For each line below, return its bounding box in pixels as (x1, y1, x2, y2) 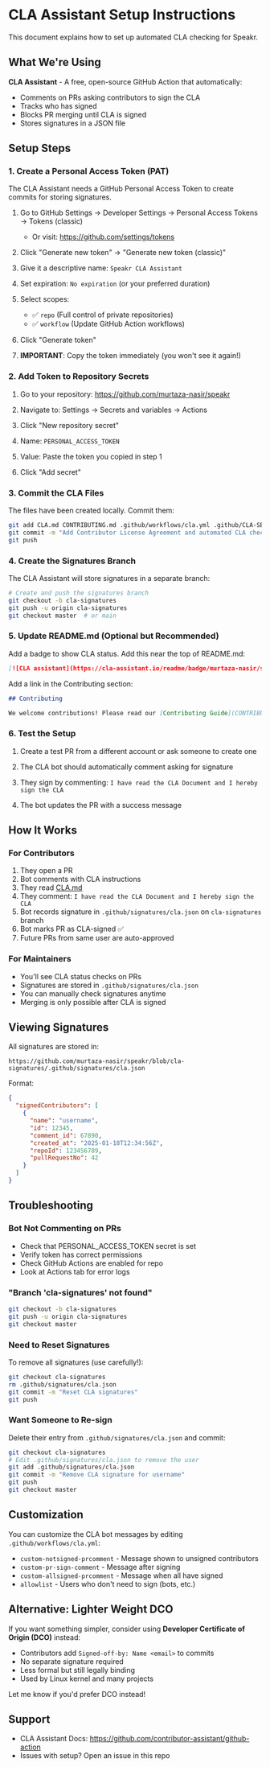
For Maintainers (8, 954, 72, 965)
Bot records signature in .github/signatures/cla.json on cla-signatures (19, 907, 262, 916)
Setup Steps (8, 142, 71, 155)
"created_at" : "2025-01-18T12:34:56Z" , (29, 1139, 163, 1147)
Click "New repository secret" (19, 420, 119, 430)
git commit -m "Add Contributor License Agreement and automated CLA (8, 529, 247, 537)
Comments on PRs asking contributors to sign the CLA (19, 93, 201, 102)
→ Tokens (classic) (19, 216, 83, 226)
